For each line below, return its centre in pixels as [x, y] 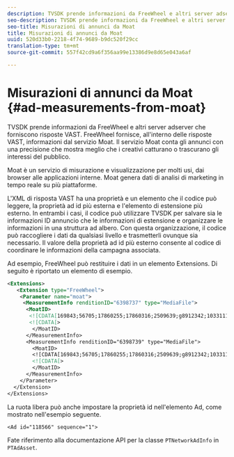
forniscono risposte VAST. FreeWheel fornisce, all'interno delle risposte [110, 134]
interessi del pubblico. [39, 157]
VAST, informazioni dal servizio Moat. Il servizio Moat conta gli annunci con [116, 142]
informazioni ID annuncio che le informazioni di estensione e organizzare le [115, 221]
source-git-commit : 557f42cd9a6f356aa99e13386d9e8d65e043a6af [99, 53]
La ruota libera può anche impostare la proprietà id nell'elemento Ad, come [115, 407]
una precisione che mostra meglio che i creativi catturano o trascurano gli [113, 149]
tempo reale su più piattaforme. [52, 184]
